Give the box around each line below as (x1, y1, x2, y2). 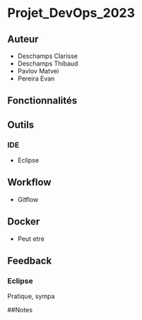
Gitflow (17, 195, 39, 203)
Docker (7, 215, 40, 227)
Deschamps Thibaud (17, 59, 78, 68)
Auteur (7, 33, 39, 45)
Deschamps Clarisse (17, 52, 78, 60)
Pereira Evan (17, 74, 55, 83)
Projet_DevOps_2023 (7, 5, 136, 21)
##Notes (7, 306, 33, 314)
